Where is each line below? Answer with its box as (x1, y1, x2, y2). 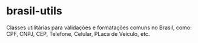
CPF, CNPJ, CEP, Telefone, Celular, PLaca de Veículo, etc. (6, 30, 150, 37)
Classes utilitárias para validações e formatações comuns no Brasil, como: (6, 24, 192, 31)
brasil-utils (6, 4, 62, 18)
